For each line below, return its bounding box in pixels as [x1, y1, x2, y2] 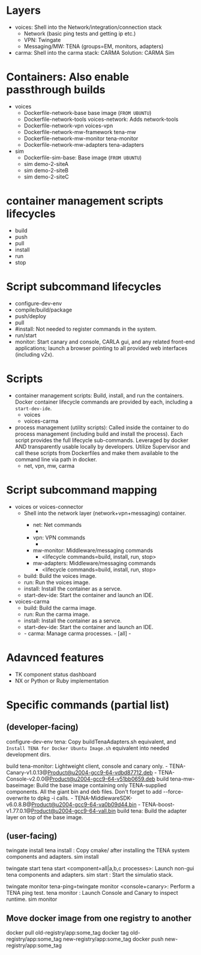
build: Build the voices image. [23, 572, 97, 579]
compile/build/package [14, 306, 73, 313]
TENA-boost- [142, 800, 175, 808]
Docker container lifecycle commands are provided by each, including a [14, 398, 193, 405]
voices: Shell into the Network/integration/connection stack [14, 23, 162, 31]
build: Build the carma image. [23, 604, 97, 611]
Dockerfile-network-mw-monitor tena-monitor [23, 135, 139, 142]
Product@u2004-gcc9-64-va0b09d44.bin [31, 800, 137, 808]
